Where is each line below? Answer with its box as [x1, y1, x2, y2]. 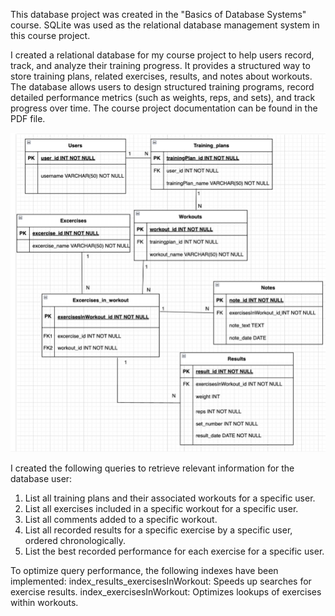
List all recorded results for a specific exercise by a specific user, [24, 524, 293, 536]
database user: [10, 473, 73, 485]
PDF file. [10, 113, 46, 124]
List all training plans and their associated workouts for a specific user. [24, 492, 316, 504]
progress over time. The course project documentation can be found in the [10, 102, 318, 114]
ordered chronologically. [24, 535, 126, 547]
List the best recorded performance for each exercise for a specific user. [24, 545, 325, 558]
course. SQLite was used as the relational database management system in [10, 19, 320, 31]
